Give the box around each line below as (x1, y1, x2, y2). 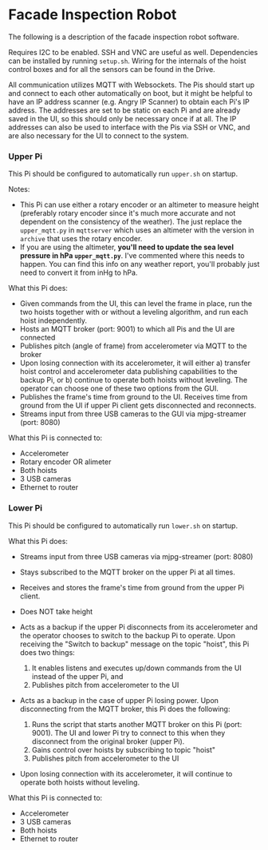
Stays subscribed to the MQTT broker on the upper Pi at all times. (19, 567, 235, 577)
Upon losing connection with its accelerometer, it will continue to (19, 769, 233, 778)
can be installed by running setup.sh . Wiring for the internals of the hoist (8, 56, 246, 66)
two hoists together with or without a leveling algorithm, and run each (19, 308, 249, 317)
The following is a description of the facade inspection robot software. (8, 32, 239, 42)
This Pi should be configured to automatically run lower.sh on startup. (8, 521, 238, 530)
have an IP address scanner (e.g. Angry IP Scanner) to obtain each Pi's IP (8, 97, 250, 106)
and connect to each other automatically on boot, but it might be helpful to (8, 88, 253, 97)
